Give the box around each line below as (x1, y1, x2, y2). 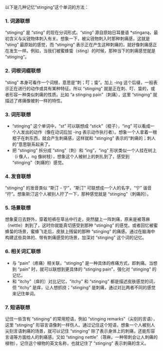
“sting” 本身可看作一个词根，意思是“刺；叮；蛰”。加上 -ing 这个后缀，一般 (5, 79, 154, 85)
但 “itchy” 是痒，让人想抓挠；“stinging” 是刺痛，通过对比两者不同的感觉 (12, 284, 156, 290)
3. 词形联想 (5, 111, 31, 118)
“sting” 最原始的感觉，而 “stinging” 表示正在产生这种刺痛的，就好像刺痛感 (5, 42, 153, 48)
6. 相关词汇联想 (5, 248, 41, 255)
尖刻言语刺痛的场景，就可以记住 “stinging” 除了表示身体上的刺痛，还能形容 (5, 328, 155, 334)
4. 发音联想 (5, 173, 31, 179)
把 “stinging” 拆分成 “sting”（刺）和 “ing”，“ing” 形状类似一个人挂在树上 (12, 147, 157, 153)
